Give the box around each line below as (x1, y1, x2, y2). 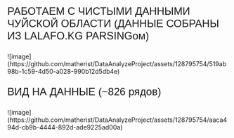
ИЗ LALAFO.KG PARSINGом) (7, 30, 150, 42)
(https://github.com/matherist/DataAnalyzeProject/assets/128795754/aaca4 (7, 115, 228, 124)
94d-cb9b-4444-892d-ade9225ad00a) (7, 123, 123, 131)
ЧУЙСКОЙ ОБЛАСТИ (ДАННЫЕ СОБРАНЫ (7, 17, 219, 30)
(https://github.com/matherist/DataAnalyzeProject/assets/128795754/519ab (7, 60, 227, 68)
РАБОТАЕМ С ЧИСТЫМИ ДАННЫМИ (7, 5, 191, 18)
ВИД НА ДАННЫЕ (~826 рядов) (7, 85, 162, 98)
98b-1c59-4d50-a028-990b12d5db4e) (7, 68, 120, 75)
